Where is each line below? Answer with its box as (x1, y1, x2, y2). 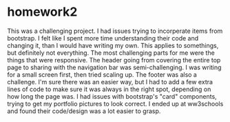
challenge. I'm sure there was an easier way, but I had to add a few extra (7, 77, 213, 86)
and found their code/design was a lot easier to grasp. (7, 107, 161, 115)
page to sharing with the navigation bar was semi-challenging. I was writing (7, 63, 222, 71)
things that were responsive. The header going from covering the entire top (7, 56, 221, 64)
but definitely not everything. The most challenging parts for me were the (7, 49, 215, 57)
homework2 (7, 4, 78, 20)
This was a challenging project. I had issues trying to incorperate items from (7, 27, 223, 35)
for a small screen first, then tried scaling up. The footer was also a (7, 70, 198, 79)
